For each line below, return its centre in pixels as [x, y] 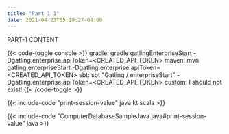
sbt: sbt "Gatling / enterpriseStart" [127, 75]
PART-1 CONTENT [33, 39]
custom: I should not [193, 82]
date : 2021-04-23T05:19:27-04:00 [55, 20]
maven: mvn [182, 60]
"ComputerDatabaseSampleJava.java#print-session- [132, 116]
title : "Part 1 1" [33, 13]
